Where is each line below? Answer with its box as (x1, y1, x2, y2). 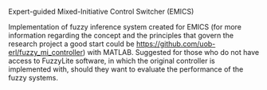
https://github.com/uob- (135, 39, 216, 49)
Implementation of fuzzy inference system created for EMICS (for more (8, 22, 241, 31)
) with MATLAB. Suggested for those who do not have (82, 48, 260, 57)
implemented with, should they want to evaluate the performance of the (8, 65, 244, 74)
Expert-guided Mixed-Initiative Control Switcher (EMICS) (8, 7, 194, 16)
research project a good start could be (8, 39, 135, 49)
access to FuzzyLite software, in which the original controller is (8, 56, 215, 65)
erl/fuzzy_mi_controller (8, 48, 84, 57)
